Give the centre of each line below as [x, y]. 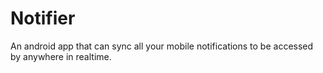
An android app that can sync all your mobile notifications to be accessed [162, 46]
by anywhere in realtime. [61, 56]
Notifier [43, 18]
